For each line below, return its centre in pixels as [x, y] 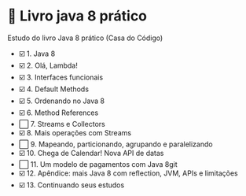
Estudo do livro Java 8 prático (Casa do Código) [85, 38]
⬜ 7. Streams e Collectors [62, 124]
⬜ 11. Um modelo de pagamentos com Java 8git [98, 164]
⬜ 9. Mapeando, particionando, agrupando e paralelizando [116, 144]
